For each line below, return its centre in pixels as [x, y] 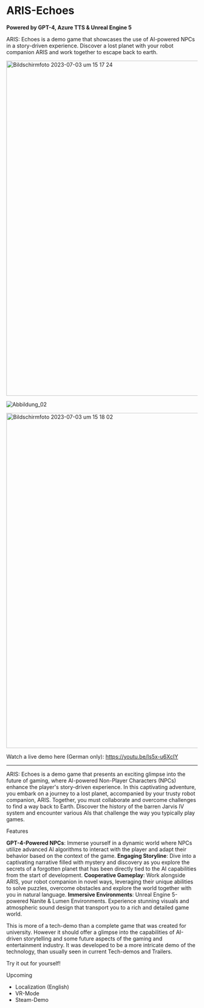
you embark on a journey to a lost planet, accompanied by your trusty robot [101, 793]
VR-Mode [27, 993]
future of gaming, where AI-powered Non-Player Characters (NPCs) [91, 780]
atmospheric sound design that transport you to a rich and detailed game [98, 907]
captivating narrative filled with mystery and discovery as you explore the [98, 862]
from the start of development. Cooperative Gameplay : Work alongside [96, 875]
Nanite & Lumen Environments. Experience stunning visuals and [109, 901]
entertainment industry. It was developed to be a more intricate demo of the [101, 945]
